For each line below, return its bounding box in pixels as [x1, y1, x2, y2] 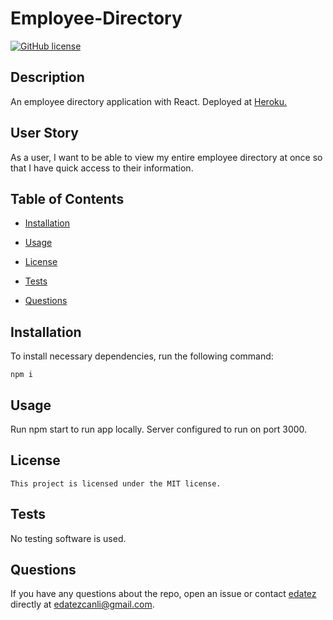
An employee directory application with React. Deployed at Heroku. [10, 95, 288, 107]
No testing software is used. [10, 532, 127, 544]
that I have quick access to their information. [10, 162, 194, 174]
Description [10, 69, 85, 86]
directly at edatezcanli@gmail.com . [10, 598, 155, 611]
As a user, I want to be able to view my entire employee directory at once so [10, 151, 323, 163]
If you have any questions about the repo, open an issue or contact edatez [10, 588, 317, 600]
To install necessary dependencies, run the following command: [10, 350, 274, 362]
